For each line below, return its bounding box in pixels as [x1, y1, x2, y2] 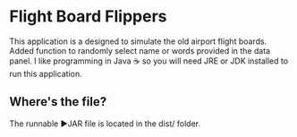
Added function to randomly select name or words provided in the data [9, 45, 271, 56]
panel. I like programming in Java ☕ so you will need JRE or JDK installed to [9, 56, 289, 66]
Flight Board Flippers [9, 6, 167, 27]
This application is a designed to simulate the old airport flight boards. [9, 36, 267, 47]
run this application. [9, 68, 82, 79]
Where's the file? [9, 94, 107, 109]
